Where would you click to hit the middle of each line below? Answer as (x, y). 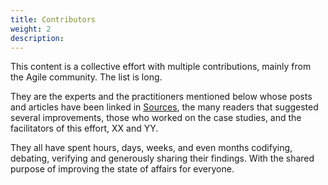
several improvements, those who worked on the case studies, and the (156, 118)
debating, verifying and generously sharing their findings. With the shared (162, 158)
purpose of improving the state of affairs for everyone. (122, 169)
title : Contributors (53, 19)
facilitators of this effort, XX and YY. (84, 128)
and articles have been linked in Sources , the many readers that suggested (164, 107)
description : (37, 38)
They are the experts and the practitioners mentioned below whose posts (161, 97)
